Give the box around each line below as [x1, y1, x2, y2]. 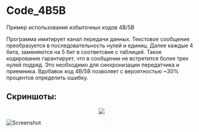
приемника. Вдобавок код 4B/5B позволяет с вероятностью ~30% [6, 67, 179, 74]
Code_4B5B [6, 4, 67, 18]
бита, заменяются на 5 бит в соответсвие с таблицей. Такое [6, 48, 162, 55]
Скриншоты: [6, 91, 57, 102]
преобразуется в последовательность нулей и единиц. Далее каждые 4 [6, 42, 194, 49]
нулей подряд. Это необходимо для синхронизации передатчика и [6, 61, 180, 68]
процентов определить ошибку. [6, 74, 89, 81]
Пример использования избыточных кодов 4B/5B [6, 24, 135, 31]
